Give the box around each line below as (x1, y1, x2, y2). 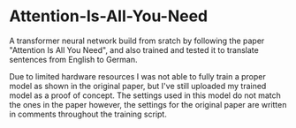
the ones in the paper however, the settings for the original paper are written (9, 99, 287, 109)
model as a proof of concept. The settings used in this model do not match (9, 90, 281, 101)
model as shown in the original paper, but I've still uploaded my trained (9, 80, 267, 91)
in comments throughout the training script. (9, 109, 168, 119)
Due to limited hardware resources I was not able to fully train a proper (9, 71, 267, 81)
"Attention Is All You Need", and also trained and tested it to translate (9, 44, 259, 55)
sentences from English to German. (9, 54, 138, 64)
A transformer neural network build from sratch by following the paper (9, 35, 265, 46)
